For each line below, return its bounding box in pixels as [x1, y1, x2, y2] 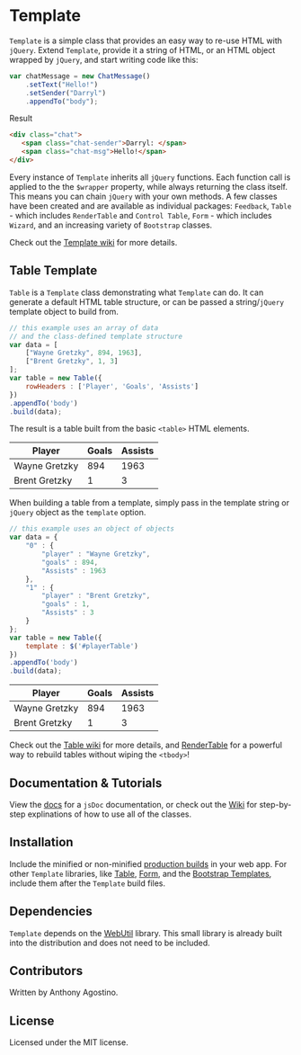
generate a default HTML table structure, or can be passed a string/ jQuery [9, 296, 285, 307]
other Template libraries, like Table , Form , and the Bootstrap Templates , [9, 868, 272, 879]
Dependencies [9, 904, 93, 919]
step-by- [259, 799, 292, 809]
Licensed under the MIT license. [9, 1037, 128, 1048]
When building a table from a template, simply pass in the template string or [9, 497, 290, 508]
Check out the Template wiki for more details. [9, 237, 178, 247]
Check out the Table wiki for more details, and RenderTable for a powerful [9, 739, 283, 751]
